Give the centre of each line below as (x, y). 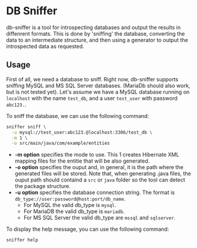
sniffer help (22, 240)
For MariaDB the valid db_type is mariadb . (74, 211)
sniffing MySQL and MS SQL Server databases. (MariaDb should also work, (98, 85)
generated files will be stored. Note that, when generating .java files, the (103, 174)
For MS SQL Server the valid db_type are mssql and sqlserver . (100, 218)
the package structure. (43, 186)
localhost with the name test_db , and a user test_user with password (92, 98)
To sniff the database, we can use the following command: (78, 116)
